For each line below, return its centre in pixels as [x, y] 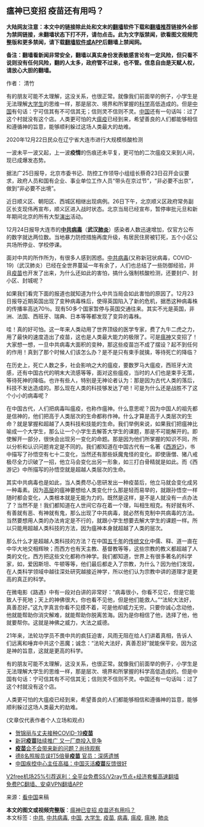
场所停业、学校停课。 [38, 244]
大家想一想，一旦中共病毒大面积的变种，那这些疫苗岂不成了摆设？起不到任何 [102, 344]
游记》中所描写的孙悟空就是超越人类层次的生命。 [67, 469]
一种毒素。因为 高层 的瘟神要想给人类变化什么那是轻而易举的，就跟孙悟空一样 [102, 490]
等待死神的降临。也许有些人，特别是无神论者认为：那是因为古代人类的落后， [102, 380]
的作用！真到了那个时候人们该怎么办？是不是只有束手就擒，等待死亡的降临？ [102, 352]
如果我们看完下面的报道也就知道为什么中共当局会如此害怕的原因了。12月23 [100, 293]
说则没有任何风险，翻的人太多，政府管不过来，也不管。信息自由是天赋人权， [102, 62]
